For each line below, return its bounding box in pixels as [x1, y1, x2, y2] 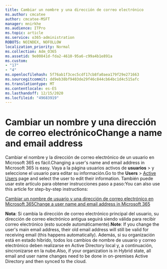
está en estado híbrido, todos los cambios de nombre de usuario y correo [5, 237, 156, 243]
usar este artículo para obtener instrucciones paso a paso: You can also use [5, 181, 161, 187]
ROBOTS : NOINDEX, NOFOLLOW [5, 40, 61, 45]
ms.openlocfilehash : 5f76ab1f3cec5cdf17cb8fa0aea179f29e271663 [5, 72, 140, 77]
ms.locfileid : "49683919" [5, 95, 59, 100]
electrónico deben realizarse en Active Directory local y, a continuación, [5, 243, 153, 249]
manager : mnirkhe [5, 21, 41, 26]
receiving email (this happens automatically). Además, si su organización [5, 232, 155, 238]
